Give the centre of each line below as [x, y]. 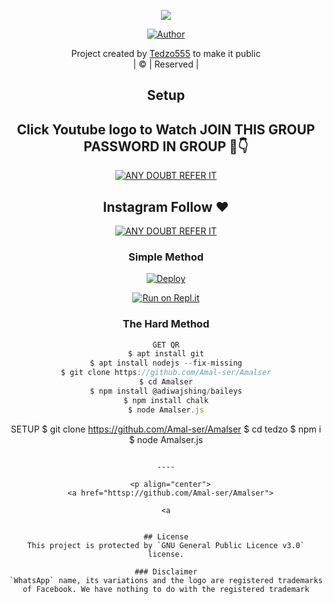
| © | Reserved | [166, 64]
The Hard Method [166, 324]
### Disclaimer [166, 571]
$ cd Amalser [166, 382]
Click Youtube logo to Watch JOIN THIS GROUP [166, 129]
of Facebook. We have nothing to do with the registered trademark [166, 589]
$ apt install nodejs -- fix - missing [166, 363]
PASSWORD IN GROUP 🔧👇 [166, 146]
